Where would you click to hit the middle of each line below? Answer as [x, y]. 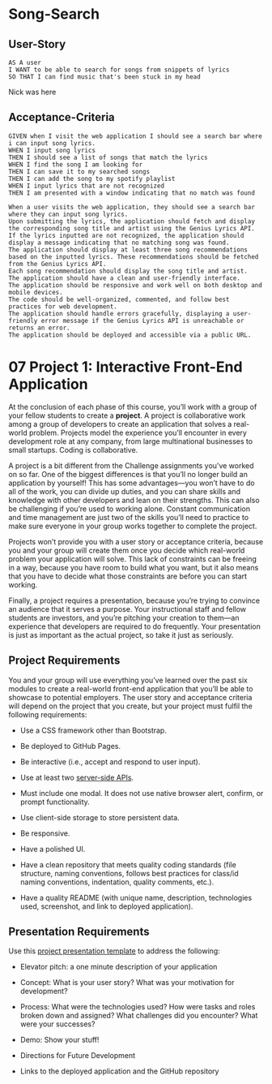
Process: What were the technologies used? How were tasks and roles [138, 1007]
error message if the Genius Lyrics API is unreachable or [142, 320]
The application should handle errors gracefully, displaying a [119, 313]
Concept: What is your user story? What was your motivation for [127, 983]
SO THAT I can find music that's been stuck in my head [104, 77]
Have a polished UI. [53, 849]
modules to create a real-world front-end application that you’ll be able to [131, 688]
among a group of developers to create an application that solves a [120, 424]
